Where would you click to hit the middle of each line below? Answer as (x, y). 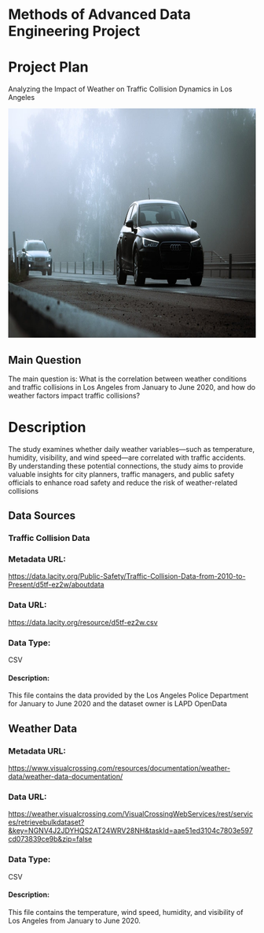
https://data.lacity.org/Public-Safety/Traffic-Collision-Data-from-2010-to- (127, 576)
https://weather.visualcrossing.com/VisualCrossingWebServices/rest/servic (131, 814)
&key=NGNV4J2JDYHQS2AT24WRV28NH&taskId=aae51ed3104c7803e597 (130, 831)
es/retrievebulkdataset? (46, 822)
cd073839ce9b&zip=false (50, 839)
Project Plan (48, 67)
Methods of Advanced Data (99, 15)
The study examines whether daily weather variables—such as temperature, (132, 449)
